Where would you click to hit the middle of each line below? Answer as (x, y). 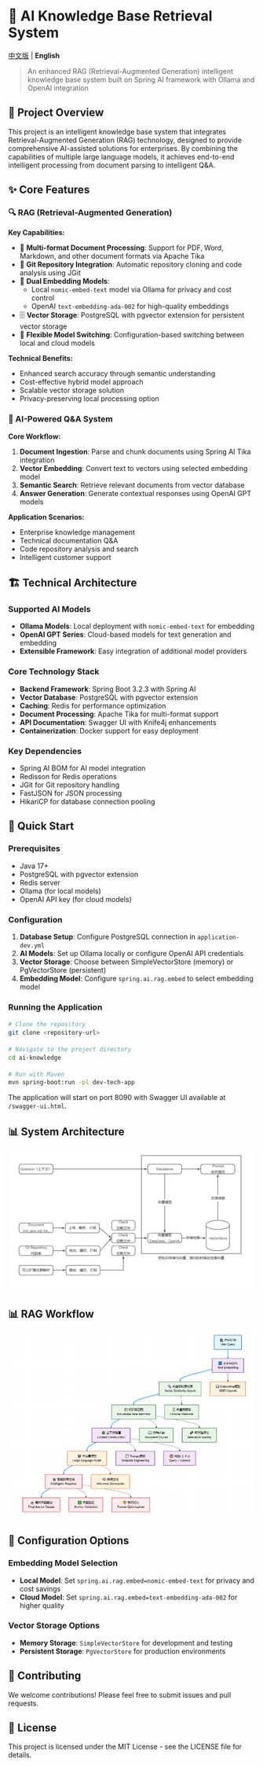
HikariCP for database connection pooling (87, 802)
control (43, 298)
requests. (24, 1703)
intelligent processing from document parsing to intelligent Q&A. (112, 165)
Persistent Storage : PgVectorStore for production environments (122, 1651)
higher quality (42, 1605)
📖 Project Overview (56, 113)
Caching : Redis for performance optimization (93, 705)
